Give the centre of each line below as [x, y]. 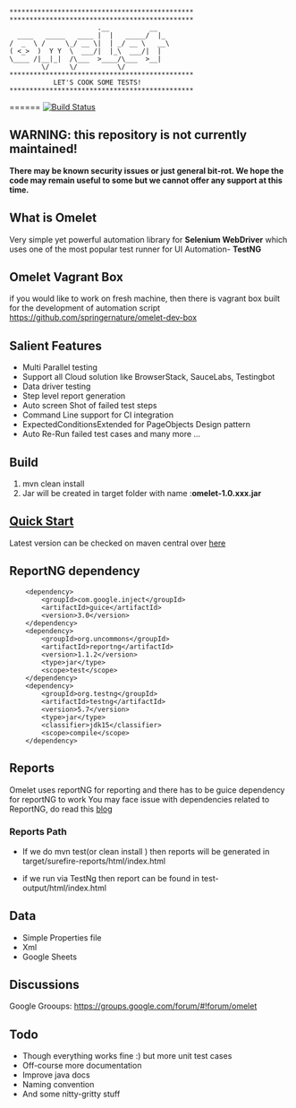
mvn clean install [53, 484]
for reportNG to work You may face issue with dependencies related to [140, 799]
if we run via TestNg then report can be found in [110, 878]
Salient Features [56, 345]
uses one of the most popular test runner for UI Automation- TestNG [135, 249]
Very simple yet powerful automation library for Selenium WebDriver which [148, 239]
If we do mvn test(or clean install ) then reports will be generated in [146, 851]
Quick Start [42, 522]
